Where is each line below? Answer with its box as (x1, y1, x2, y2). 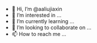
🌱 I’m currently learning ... (11, 18, 75, 24)
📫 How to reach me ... (11, 31, 66, 37)
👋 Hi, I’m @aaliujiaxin (11, 6, 63, 12)
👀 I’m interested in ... (11, 12, 62, 19)
